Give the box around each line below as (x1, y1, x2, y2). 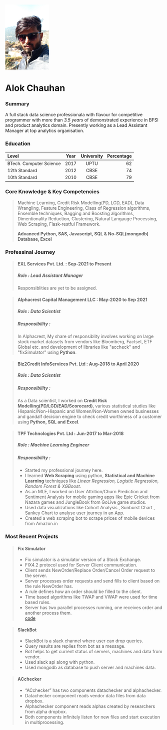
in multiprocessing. (24, 719, 64, 725)
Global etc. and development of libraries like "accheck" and (17, 344, 140, 350)
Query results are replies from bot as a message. (24, 643, 126, 649)
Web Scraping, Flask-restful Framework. (17, 221, 101, 227)
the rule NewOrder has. (24, 583, 73, 590)
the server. (24, 572, 47, 578)
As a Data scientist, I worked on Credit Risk (17, 398, 107, 404)
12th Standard (7, 167, 37, 173)
